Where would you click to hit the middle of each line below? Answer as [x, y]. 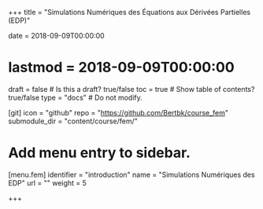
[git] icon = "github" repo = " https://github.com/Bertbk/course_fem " [119, 112]
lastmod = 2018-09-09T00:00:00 [121, 68]
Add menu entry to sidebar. [100, 153]
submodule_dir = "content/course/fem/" [73, 121]
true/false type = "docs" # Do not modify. [76, 97]
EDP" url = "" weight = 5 [47, 183]
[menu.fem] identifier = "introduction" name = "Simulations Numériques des [131, 174]
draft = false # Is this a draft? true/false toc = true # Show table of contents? [131, 89]
